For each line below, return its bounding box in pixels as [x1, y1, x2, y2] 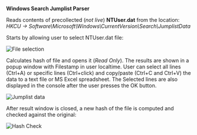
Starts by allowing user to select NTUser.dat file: [6, 34, 124, 41]
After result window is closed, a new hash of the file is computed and [6, 105, 174, 111]
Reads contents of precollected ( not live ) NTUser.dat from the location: [6, 17, 180, 23]
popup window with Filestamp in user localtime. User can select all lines [6, 63, 181, 70]
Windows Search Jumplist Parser [6, 5, 90, 12]
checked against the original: [6, 111, 77, 118]
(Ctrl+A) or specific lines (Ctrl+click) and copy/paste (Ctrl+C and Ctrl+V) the [6, 70, 191, 76]
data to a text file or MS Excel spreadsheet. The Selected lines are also [6, 76, 178, 83]
